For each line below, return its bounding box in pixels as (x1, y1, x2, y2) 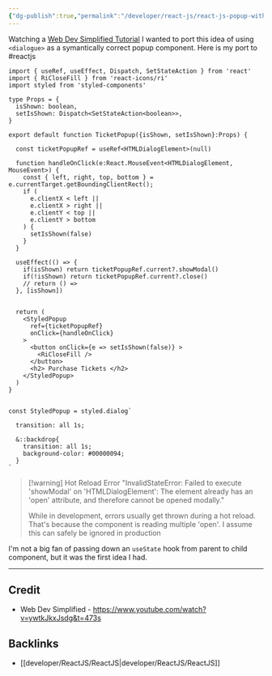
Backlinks (8, 636, 59, 650)
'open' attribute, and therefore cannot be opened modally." (28, 495, 225, 504)
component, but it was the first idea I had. (8, 552, 148, 562)
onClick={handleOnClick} (29, 329, 114, 337)
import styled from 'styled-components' (8, 81, 147, 89)
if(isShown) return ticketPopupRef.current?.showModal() (23, 265, 219, 274)
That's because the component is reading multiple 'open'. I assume (28, 519, 253, 529)
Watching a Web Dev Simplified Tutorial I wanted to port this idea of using (8, 34, 254, 44)
